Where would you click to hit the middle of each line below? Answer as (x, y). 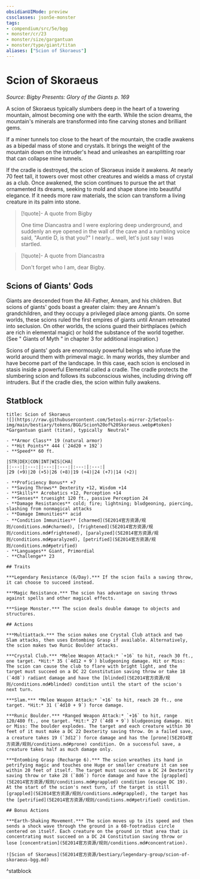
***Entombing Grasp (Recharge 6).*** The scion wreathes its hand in (95, 760)
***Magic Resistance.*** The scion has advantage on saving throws (92, 593)
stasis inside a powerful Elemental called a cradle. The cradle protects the (97, 369)
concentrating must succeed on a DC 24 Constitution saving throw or (95, 837)
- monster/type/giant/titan (41, 46)
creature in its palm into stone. (44, 202)
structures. (21, 614)
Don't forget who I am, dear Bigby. (63, 267)
